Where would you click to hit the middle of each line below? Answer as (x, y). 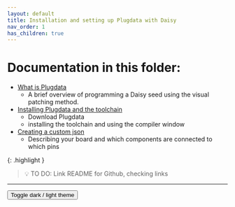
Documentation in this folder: (94, 68)
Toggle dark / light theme (43, 195)
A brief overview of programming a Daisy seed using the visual (119, 94)
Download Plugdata (56, 117)
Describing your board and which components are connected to (120, 139)
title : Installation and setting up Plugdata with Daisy (92, 20)
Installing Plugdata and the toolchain (70, 110)
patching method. (53, 102)
